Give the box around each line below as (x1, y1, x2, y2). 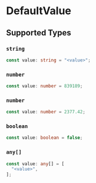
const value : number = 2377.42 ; (6, 109, 85, 115)
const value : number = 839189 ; (6, 83, 83, 89)
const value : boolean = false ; (6, 135, 83, 141)
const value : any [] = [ (6, 161, 65, 166)
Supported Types (6, 28, 72, 38)
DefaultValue (6, 4, 72, 18)
